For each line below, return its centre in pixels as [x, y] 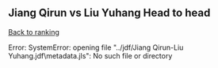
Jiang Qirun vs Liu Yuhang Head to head [109, 13]
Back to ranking [34, 32]
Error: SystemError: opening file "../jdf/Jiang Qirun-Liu [96, 47]
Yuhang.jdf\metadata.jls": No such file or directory [90, 55]
